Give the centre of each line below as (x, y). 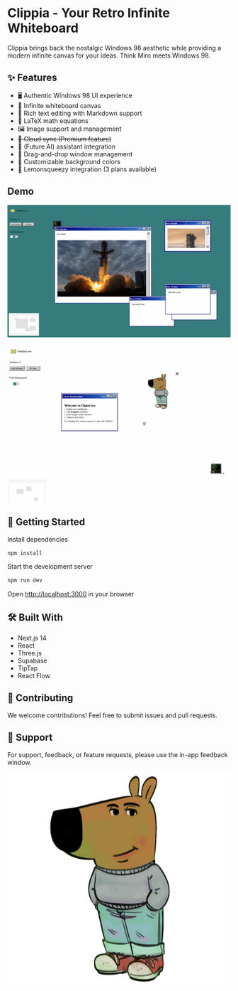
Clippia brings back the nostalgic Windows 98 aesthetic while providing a (114, 48)
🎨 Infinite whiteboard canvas (59, 105)
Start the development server (50, 567)
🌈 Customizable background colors (69, 161)
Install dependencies (38, 539)
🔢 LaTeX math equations (53, 120)
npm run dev (25, 581)
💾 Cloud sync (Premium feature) (64, 139)
